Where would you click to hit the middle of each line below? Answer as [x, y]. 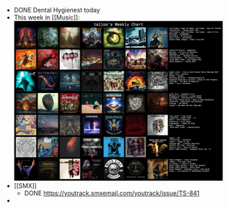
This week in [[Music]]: [47, 17]
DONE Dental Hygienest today [57, 10]
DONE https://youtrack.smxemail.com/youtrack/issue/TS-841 [112, 193]
